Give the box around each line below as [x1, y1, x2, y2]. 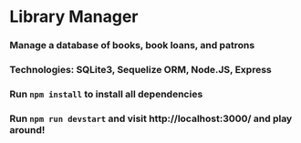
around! [9, 123, 46, 136]
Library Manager [9, 6, 139, 27]
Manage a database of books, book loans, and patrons [9, 39, 255, 52]
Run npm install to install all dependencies [9, 87, 203, 100]
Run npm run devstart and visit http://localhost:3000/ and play [9, 112, 293, 125]
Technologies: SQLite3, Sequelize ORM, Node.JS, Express [9, 64, 272, 77]
